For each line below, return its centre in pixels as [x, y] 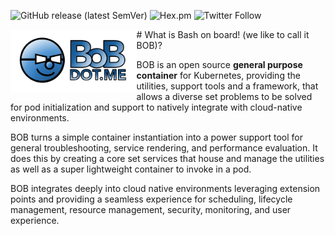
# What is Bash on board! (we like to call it [223, 34]
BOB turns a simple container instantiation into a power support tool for [156, 137]
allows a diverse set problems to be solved [224, 96]
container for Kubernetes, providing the [218, 75]
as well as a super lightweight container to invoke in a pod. [131, 169]
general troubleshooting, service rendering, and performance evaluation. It [164, 148]
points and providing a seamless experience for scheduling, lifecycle [151, 199]
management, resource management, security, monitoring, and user [151, 209]
